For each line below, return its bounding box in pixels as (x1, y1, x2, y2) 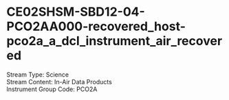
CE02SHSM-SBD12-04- (6, 4, 145, 20)
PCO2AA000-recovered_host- (6, 18, 186, 34)
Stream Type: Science (6, 70, 69, 79)
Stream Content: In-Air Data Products (6, 77, 113, 86)
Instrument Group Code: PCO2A (6, 85, 98, 93)
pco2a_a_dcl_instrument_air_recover (6, 34, 223, 49)
